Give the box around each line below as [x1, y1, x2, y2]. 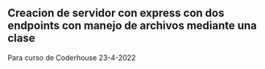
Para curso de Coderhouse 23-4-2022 [7, 52, 136, 63]
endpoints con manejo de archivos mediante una [7, 19, 257, 33]
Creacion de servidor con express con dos [7, 6, 225, 20]
